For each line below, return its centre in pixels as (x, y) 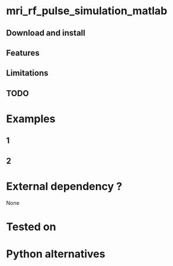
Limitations (27, 73)
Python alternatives (56, 254)
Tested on (31, 227)
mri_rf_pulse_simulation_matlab (87, 11)
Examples (31, 118)
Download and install (46, 33)
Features (23, 53)
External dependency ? (64, 186)
